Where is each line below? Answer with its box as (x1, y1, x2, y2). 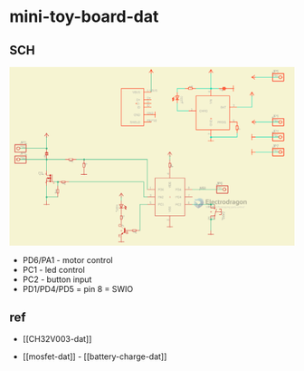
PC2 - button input (22, 274, 92, 285)
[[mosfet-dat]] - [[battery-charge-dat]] (22, 351, 167, 362)
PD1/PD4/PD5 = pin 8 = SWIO (22, 283, 134, 294)
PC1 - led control (22, 264, 86, 275)
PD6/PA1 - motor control (22, 254, 113, 265)
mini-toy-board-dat (9, 6, 159, 27)
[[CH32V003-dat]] (22, 334, 92, 345)
